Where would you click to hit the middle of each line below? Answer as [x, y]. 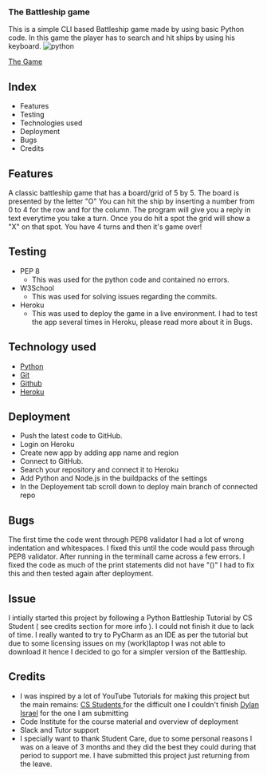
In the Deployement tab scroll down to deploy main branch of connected [139, 487]
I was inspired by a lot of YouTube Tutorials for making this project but [134, 696]
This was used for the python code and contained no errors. [130, 279]
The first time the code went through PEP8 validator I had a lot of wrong [126, 540]
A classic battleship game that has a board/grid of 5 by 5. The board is [124, 192]
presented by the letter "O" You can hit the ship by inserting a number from [132, 201]
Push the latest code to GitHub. [71, 436]
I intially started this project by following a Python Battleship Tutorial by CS [130, 618]
